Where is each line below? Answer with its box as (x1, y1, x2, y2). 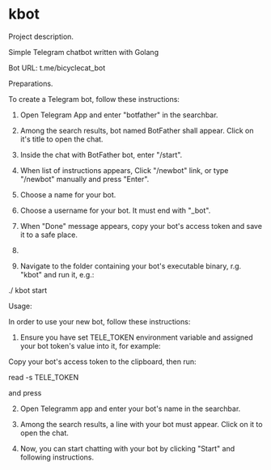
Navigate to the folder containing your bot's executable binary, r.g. (19, 260, 242, 271)
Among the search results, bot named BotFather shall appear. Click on (19, 125, 254, 135)
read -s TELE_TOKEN (8, 372, 79, 382)
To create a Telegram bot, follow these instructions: (8, 94, 180, 104)
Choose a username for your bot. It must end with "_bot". (19, 205, 211, 215)
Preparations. (8, 78, 53, 88)
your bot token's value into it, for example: (19, 341, 161, 350)
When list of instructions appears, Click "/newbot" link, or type (19, 165, 229, 175)
